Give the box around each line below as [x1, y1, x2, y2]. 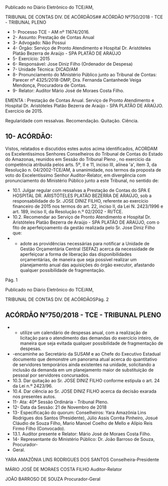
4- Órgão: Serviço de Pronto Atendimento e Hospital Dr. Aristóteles [12, 45, 151, 51]
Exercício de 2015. [5, 108, 43, 114]
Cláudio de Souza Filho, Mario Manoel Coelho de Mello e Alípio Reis [12, 420, 153, 426]
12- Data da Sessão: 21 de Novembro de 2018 [12, 404, 107, 410]
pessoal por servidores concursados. [12, 372, 90, 378]
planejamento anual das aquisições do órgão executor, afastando [20, 262, 155, 268]
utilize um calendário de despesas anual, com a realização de [20, 330, 147, 336]
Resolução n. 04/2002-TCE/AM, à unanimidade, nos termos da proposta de [5, 167, 161, 173]
